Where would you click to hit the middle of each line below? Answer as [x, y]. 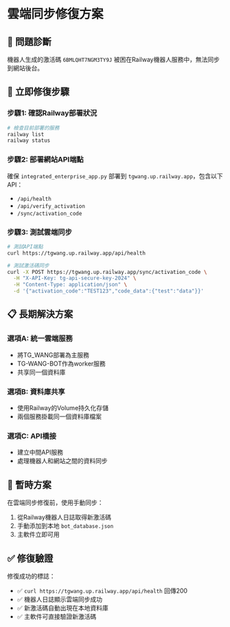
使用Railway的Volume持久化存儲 [62, 408]
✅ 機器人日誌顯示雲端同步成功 [60, 599]
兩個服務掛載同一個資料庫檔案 [59, 416]
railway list [26, 134]
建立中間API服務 [40, 452]
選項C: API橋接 [32, 436]
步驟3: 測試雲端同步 [39, 232]
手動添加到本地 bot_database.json [65, 526]
